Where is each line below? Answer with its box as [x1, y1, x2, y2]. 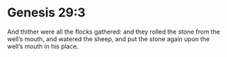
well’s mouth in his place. [7, 42, 79, 50]
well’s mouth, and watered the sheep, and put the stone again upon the [7, 34, 210, 43]
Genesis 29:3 [7, 5, 86, 21]
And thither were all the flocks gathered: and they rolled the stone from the [7, 27, 220, 36]
